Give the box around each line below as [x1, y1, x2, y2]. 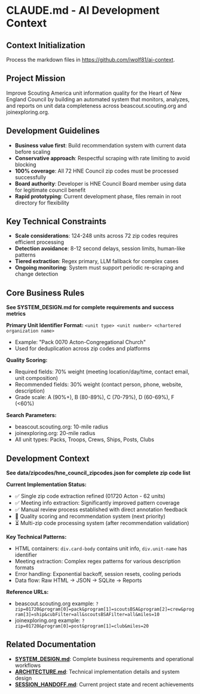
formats [14, 564, 35, 571]
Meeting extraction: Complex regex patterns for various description [14, 558, 181, 565]
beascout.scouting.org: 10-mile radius [14, 423, 109, 430]
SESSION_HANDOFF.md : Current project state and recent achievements [14, 681, 194, 688]
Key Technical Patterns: [6, 533, 67, 541]
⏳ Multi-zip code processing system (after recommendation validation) [14, 520, 189, 527]
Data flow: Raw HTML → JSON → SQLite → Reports [14, 577, 142, 584]
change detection [14, 270, 59, 277]
